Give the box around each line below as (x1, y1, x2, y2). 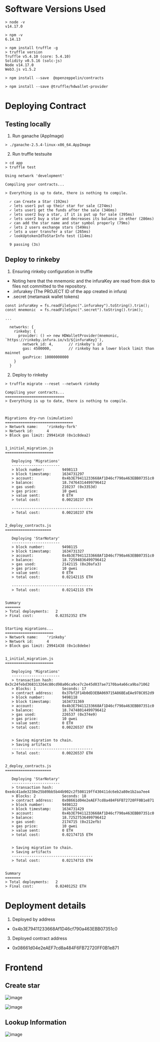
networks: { (9, 324, 34, 329)
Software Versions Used (5, 3, 106, 15)
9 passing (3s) (9, 242, 41, 247)
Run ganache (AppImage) (12, 133, 64, 138)
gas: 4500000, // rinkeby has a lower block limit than (23, 346, 154, 351)
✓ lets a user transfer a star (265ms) (9, 229, 91, 234)
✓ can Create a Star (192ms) (9, 199, 69, 204)
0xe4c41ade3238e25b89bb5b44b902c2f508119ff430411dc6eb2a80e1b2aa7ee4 (5, 789, 150, 794)
